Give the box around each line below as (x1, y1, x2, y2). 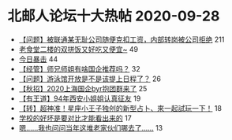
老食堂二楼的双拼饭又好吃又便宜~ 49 (18, 44, 139, 53)
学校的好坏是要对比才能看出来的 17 (18, 113, 132, 123)
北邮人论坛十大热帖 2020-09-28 (7, 7, 220, 25)
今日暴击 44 (18, 54, 58, 64)
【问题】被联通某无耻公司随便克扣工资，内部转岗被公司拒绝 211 (18, 35, 225, 44)
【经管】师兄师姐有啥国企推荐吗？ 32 (18, 64, 140, 73)
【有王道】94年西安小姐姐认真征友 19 (18, 94, 141, 103)
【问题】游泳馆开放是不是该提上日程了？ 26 (18, 74, 161, 83)
